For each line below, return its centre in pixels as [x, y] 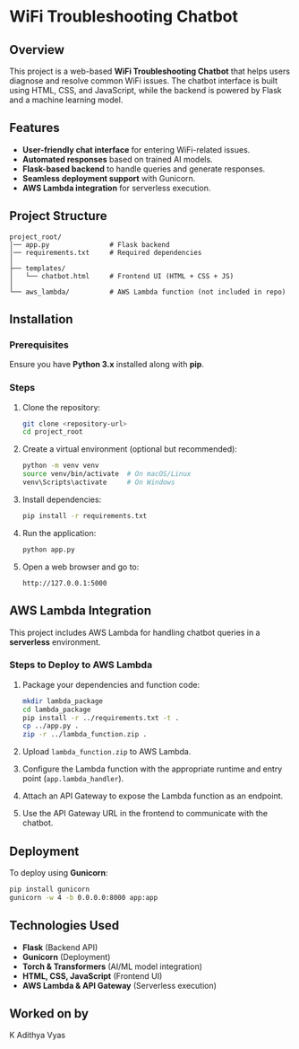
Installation [41, 319]
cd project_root [52, 432]
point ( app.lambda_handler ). [73, 779]
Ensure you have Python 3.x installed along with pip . [107, 365]
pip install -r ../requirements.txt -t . [101, 718]
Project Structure [58, 216]
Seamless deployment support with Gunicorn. [109, 178]
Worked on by [49, 1014]
